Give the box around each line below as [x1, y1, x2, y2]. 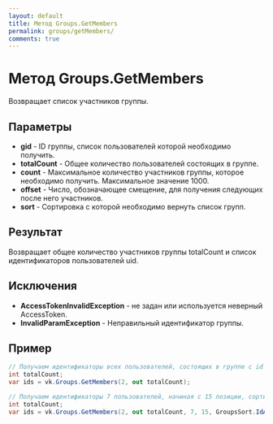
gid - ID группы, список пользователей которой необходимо [19, 141, 232, 151]
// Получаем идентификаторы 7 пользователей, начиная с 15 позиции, [8, 393, 245, 401]
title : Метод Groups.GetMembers [8, 19, 118, 28]
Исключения [8, 279, 77, 293]
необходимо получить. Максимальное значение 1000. [19, 176, 210, 185]
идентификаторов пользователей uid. [8, 255, 139, 265]
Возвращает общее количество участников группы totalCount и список [8, 247, 257, 257]
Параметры [8, 119, 72, 134]
